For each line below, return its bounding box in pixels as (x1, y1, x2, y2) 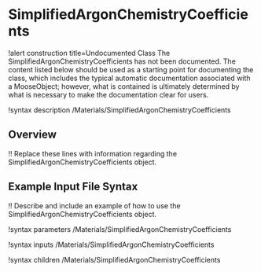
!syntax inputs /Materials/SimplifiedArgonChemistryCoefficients (8, 240, 215, 249)
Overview (8, 128, 57, 142)
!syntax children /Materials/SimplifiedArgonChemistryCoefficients (8, 255, 221, 264)
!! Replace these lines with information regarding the (8, 149, 178, 158)
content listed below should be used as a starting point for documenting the (8, 64, 254, 74)
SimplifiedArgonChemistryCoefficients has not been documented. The (8, 57, 236, 66)
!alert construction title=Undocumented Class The (8, 48, 171, 57)
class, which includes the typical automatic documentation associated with (8, 73, 251, 83)
